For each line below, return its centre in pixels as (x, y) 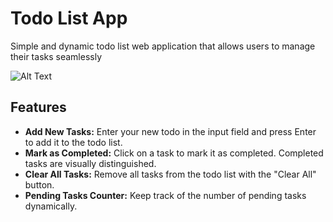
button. (39, 184)
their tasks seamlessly (56, 56)
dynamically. (51, 206)
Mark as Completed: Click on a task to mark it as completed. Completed (174, 153)
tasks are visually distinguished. (90, 163)
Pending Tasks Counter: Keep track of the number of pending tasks (165, 195)
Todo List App (69, 18)
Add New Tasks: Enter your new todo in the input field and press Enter (170, 131)
